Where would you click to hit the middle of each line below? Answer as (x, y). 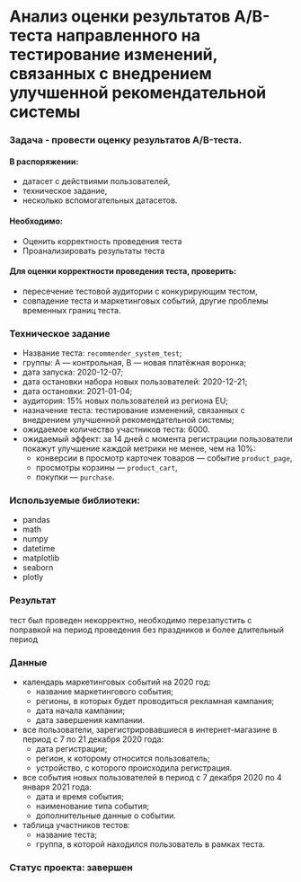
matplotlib (41, 558)
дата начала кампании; (80, 710)
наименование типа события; (93, 806)
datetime (39, 549)
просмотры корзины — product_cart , (106, 468)
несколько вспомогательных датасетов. (100, 200)
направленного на (128, 35)
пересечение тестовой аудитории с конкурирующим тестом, (140, 291)
